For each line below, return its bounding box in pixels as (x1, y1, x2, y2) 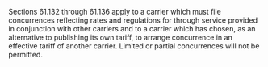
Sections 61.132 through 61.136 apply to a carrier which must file (8, 7, 222, 16)
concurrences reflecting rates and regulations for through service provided (8, 15, 258, 25)
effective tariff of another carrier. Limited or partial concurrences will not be (8, 41, 260, 51)
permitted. (8, 50, 43, 59)
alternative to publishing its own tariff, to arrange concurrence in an (8, 32, 232, 42)
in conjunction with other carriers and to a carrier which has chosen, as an (8, 24, 256, 33)
